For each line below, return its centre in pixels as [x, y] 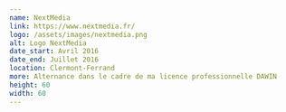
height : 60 [30, 85]
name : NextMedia [40, 18]
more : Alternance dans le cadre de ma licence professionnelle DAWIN [143, 77]
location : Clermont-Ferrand [62, 69]
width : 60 [28, 93]
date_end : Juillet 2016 [54, 60]
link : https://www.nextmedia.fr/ [72, 26]
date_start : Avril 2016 [54, 51]
